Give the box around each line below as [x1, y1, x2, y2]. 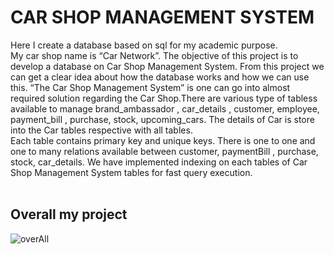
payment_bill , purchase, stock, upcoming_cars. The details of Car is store [10, 113, 315, 125]
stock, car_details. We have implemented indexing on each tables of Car [10, 156, 308, 168]
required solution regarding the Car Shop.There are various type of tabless [10, 92, 318, 104]
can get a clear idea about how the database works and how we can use [10, 71, 310, 83]
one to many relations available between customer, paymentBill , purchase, [10, 145, 319, 157]
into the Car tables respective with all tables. [10, 124, 193, 136]
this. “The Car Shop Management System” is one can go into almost [10, 81, 291, 93]
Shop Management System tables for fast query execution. [10, 166, 253, 178]
